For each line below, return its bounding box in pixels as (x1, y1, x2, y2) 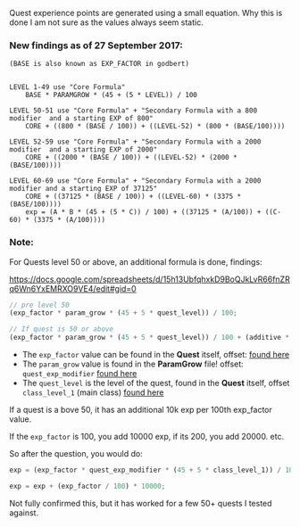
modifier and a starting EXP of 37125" (9, 185, 158, 194)
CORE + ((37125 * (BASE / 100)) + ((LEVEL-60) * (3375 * (25, 192, 242, 202)
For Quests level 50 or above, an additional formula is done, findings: (9, 256, 262, 267)
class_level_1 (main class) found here (21, 387, 164, 398)
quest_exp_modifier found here (21, 368, 137, 379)
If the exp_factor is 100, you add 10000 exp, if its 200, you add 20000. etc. (9, 432, 284, 442)
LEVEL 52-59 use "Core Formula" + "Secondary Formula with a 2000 (9, 137, 262, 146)
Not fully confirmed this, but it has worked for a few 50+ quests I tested (9, 498, 272, 508)
